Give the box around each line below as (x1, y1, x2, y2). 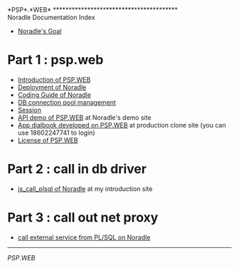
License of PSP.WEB (17, 135, 78, 144)
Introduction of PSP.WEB (17, 75, 91, 83)
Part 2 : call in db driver (7, 161, 147, 177)
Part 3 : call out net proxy (7, 210, 159, 226)
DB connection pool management (17, 98, 116, 106)
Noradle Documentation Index (7, 13, 95, 21)
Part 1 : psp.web (7, 52, 104, 68)
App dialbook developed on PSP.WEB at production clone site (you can (17, 120, 226, 129)
